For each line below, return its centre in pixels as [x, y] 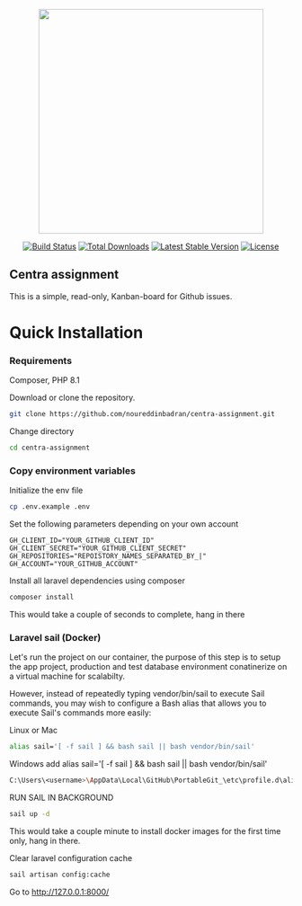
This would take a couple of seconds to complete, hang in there [127, 615]
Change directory [42, 431]
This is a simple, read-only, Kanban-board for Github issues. [121, 296]
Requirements [41, 360]
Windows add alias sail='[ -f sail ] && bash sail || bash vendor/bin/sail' [138, 764]
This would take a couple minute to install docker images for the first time [145, 831]
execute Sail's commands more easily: [80, 713]
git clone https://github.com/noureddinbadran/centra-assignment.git [142, 414]
